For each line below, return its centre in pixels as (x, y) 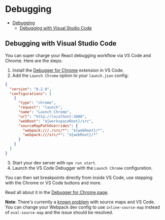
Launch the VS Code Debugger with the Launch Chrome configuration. (82, 168)
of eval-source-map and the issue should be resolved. (59, 212)
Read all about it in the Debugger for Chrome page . (57, 192)
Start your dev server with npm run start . (54, 163)
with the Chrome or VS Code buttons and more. (53, 183)
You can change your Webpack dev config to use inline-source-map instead (82, 207)
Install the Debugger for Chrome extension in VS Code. (68, 70)
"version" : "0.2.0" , (31, 89)
